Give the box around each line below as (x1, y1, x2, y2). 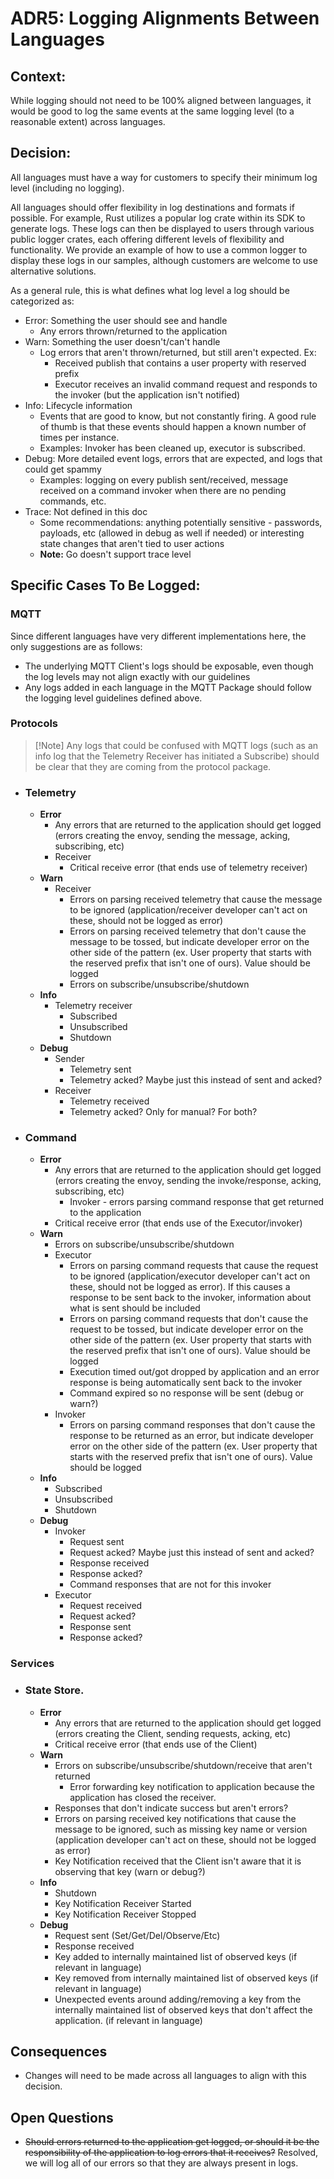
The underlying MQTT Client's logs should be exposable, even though (24, 660, 314, 672)
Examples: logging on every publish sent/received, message (39, 473, 289, 486)
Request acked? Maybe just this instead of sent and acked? (69, 1547, 315, 1559)
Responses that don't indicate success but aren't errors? (54, 1802, 289, 1814)
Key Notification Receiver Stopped (54, 1908, 197, 1920)
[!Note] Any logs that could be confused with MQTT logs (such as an (34, 739, 319, 751)
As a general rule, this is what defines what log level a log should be (10, 284, 290, 296)
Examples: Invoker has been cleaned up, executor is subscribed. (39, 442, 306, 454)
